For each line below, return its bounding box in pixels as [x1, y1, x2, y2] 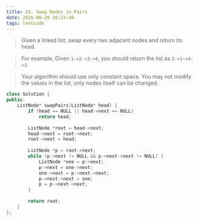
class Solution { [6, 91, 50, 97]
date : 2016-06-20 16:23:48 [6, 15, 74, 21]
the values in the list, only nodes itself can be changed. [21, 79, 159, 87]
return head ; [38, 113, 71, 120]
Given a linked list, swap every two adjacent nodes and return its [21, 37, 183, 44]
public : [6, 97, 26, 103]
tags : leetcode [6, 20, 45, 26]
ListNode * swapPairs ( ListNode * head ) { [17, 102, 118, 109]
